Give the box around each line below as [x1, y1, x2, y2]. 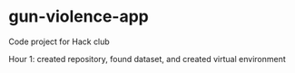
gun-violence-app [8, 6, 149, 27]
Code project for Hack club [8, 36, 110, 47]
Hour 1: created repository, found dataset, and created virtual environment [8, 53, 287, 64]
